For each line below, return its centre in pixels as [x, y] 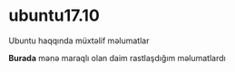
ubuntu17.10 [54, 16]
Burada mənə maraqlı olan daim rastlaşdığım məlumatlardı [117, 58]
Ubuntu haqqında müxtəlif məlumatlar [79, 40]
